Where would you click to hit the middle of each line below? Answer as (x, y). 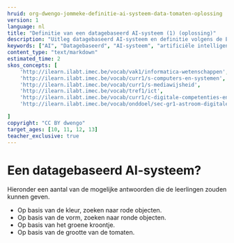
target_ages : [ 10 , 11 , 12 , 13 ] (53, 129)
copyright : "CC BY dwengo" (46, 123)
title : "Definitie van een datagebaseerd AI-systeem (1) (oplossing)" (112, 33)
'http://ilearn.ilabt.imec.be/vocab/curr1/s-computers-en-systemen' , (123, 78)
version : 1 (23, 20)
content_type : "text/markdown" (53, 53)
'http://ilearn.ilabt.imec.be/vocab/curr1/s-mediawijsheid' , (110, 85)
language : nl (26, 26)
